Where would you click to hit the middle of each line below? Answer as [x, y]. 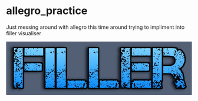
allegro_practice [47, 11]
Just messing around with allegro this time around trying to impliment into [95, 27]
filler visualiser [24, 33]
